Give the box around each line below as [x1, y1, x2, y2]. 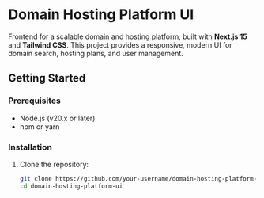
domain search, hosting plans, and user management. [8, 48, 183, 58]
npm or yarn [19, 121, 60, 131]
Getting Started [8, 71, 86, 85]
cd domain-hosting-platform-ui [19, 182, 123, 190]
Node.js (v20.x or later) [19, 113, 96, 123]
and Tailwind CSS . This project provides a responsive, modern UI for [8, 40, 232, 49]
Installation [8, 141, 53, 152]
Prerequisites [8, 95, 61, 106]
